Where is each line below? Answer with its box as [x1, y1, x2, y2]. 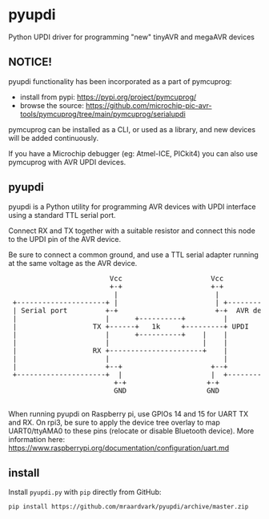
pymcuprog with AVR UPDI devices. [8, 157, 126, 167]
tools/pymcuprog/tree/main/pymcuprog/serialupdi [19, 109, 186, 119]
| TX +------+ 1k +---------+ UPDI [12, 322, 250, 331]
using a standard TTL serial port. [8, 210, 116, 219]
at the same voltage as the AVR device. [8, 258, 138, 268]
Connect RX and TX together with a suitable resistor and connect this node [8, 226, 256, 235]
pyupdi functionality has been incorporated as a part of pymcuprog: [8, 76, 232, 86]
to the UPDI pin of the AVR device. [8, 234, 122, 243]
